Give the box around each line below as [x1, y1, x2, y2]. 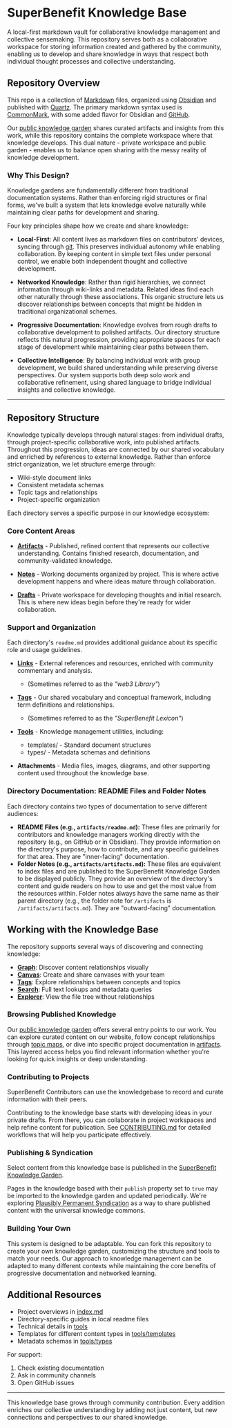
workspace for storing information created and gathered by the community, [7, 42, 222, 51]
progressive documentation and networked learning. [7, 1269, 157, 1277]
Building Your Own [7, 1224, 71, 1233]
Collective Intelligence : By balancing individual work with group [17, 356, 200, 365]
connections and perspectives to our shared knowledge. [7, 1413, 168, 1421]
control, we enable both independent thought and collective [17, 257, 188, 266]
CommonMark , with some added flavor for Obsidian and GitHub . [7, 110, 191, 118]
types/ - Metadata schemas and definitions [27, 748, 151, 757]
